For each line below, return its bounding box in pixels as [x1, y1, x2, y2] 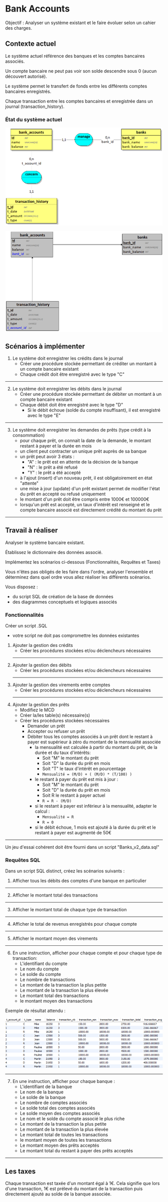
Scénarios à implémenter [5, 342, 85, 351]
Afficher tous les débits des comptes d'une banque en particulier [12, 878, 146, 884]
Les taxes [5, 1167, 36, 1175]
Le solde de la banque [19, 1095, 66, 1101]
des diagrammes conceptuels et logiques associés [12, 599, 117, 605]
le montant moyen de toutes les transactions [19, 1137, 111, 1143]
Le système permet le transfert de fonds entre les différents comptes [5, 83, 147, 89]
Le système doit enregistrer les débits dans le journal [12, 386, 122, 392]
